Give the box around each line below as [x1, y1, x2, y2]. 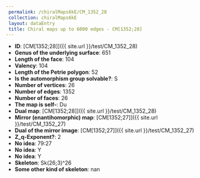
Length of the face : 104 [14, 55, 74, 63]
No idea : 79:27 [14, 140, 52, 147]
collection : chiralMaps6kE [8, 15, 77, 21]
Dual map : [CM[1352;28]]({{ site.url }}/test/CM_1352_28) [14, 107, 157, 115]
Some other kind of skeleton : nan [14, 166, 100, 173]
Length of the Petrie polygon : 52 [14, 68, 98, 76]
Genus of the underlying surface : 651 [14, 49, 111, 57]
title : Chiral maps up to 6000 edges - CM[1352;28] [8, 26, 143, 32]
